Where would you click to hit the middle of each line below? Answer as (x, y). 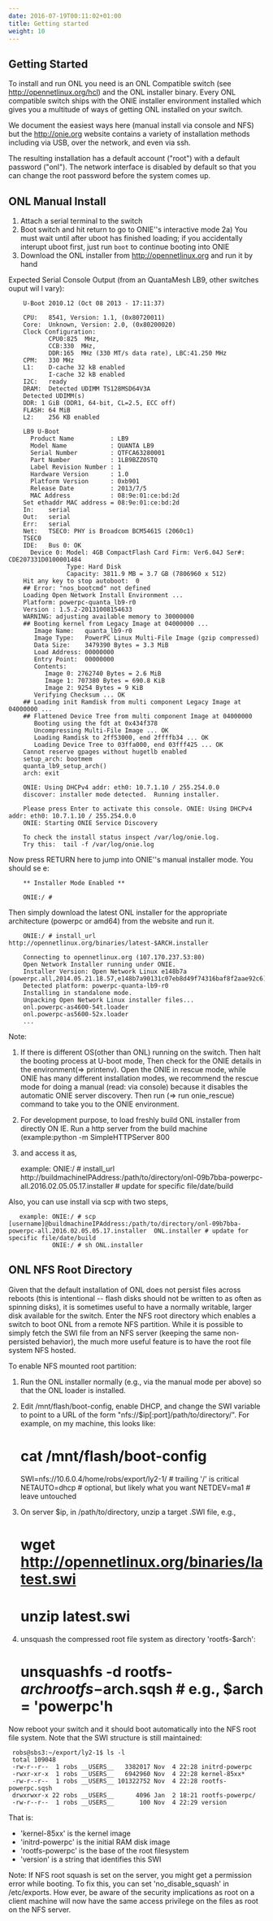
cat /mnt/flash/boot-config (113, 1456)
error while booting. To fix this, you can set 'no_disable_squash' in (119, 1884)
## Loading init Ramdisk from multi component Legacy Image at (132, 702)
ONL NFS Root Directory (70, 1270)
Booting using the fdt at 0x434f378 (96, 723)
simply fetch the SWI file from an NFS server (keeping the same (115, 1333)
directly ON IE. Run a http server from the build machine (114, 1129)
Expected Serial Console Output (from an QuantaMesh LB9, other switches (134, 280)
